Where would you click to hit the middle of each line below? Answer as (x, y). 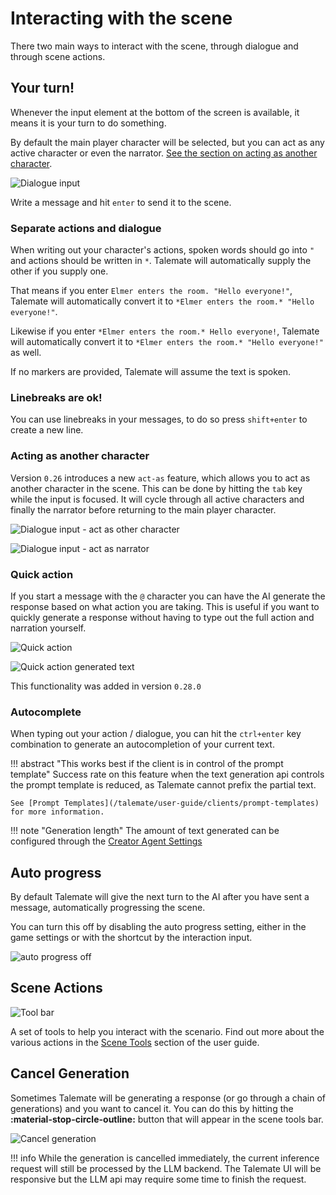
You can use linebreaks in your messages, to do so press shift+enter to (159, 419)
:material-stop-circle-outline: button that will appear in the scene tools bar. (167, 1119)
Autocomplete (46, 712)
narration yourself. (48, 628)
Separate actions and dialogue (86, 228)
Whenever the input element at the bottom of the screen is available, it (155, 112)
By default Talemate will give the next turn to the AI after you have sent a (160, 897)
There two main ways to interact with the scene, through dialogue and (154, 46)
